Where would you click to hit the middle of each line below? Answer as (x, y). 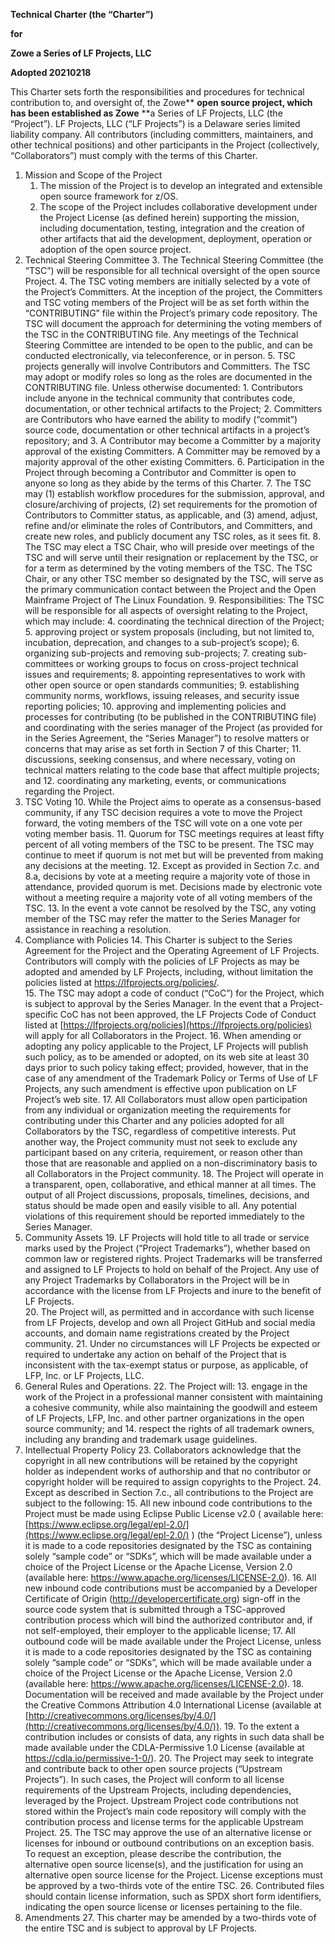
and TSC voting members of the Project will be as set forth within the (167, 302)
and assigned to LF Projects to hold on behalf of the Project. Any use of (172, 1269)
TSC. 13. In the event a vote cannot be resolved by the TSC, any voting (170, 908)
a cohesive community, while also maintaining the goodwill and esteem (171, 1407)
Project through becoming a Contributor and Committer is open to (160, 472)
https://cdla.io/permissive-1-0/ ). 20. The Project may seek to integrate (169, 1758)
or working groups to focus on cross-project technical (187, 663)
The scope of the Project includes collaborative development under (178, 207)
